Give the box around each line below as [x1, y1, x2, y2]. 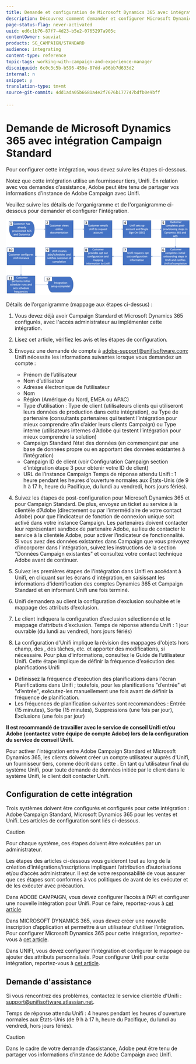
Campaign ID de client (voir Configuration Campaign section [23, 458, 168, 465]
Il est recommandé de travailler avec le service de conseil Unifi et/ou [6, 724, 176, 731]
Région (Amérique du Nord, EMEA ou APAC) [23, 395, 129, 403]
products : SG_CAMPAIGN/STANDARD [6, 40, 85, 46]
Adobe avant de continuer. [14, 556, 79, 563]
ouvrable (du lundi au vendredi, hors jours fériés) [14, 628, 132, 635]
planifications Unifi [14, 664, 60, 671]
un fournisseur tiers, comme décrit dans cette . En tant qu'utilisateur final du [6, 760, 189, 767]
